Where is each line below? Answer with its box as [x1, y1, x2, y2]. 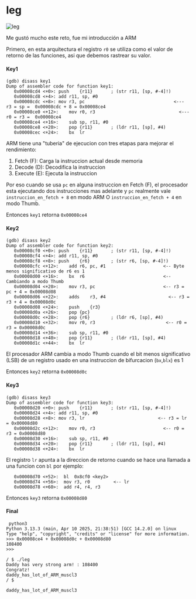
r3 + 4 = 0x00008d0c [6, 299, 57, 305]
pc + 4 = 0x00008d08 [6, 289, 57, 295]
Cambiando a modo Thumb [6, 279, 64, 285]
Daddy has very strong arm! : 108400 [6, 561, 98, 567]
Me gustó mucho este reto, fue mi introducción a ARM [6, 34, 136, 41]
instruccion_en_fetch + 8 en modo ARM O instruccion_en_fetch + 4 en [6, 194, 182, 201]
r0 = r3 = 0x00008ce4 [6, 114, 61, 120]
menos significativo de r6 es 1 [6, 268, 85, 274]
